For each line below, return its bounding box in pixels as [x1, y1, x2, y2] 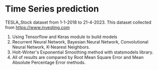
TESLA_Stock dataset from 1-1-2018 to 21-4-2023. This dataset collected [5, 19, 152, 25]
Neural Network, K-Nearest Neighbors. [12, 44, 90, 50]
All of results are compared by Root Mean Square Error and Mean [12, 54, 144, 60]
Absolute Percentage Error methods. [12, 59, 86, 65]
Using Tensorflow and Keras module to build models [12, 34, 118, 40]
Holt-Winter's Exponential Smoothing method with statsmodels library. [12, 49, 154, 55]
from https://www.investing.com [5, 24, 70, 30]
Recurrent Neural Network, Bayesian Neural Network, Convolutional [12, 39, 149, 44]
